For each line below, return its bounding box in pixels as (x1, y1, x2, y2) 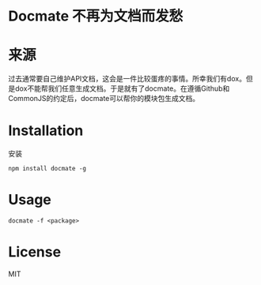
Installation (8, 122, 84, 140)
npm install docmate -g (8, 165, 87, 173)
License (8, 243, 62, 261)
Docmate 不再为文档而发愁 (8, 7, 183, 25)
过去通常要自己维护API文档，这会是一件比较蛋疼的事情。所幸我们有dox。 (8, 74, 247, 84)
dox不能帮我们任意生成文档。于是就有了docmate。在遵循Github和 (14, 84, 230, 93)
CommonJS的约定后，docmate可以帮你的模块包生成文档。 (8, 94, 200, 103)
